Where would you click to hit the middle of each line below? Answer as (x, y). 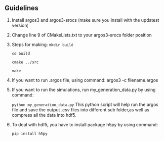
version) (20, 25)
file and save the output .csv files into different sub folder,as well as (80, 110)
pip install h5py (30, 134)
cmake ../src (25, 62)
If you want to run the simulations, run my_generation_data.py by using (84, 90)
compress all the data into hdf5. (44, 115)
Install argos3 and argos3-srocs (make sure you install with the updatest (85, 20)
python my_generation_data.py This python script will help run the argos (85, 104)
